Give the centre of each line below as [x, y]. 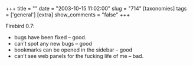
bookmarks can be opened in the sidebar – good [73, 50]
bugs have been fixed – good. [50, 37]
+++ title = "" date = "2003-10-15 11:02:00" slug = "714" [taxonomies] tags [96, 8]
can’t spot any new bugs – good [53, 44]
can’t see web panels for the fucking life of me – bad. [79, 56]
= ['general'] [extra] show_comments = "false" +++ [68, 15]
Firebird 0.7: [20, 26]
